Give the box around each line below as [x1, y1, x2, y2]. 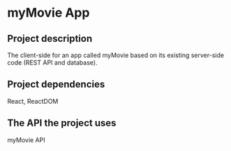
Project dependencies [7, 79, 105, 90]
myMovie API [7, 136, 45, 144]
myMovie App [7, 5, 90, 21]
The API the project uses [7, 117, 117, 129]
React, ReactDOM [7, 97, 59, 105]
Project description [7, 33, 93, 45]
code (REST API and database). [7, 58, 98, 67]
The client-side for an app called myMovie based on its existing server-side [7, 51, 225, 59]
